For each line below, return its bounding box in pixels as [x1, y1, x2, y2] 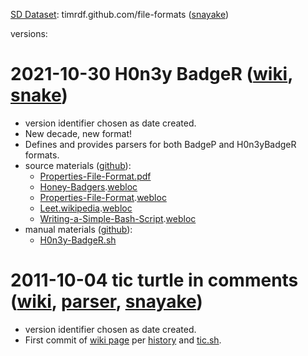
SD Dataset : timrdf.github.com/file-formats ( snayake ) [10, 9, 229, 20]
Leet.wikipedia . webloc [39, 202, 133, 214]
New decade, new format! [24, 127, 133, 139]
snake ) [10, 84, 68, 107]
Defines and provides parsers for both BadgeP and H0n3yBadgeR [24, 138, 297, 150]
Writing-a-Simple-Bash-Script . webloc [39, 212, 197, 224]
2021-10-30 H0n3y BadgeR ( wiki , [10, 63, 293, 86]
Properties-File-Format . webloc [39, 191, 167, 203]
